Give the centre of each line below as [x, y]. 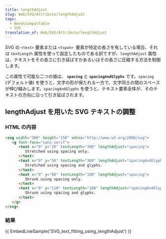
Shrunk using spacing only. [54, 179]
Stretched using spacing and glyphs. [64, 165]
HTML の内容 [21, 127]
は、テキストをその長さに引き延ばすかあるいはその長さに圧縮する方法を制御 [83, 60]
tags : [11, 19]
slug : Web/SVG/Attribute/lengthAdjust [45, 14]
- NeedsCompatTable [30, 23]
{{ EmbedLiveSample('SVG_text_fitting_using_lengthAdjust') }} [68, 231]
